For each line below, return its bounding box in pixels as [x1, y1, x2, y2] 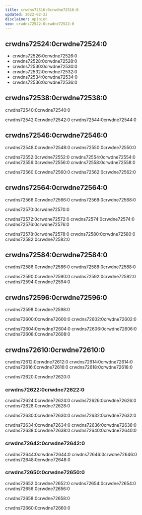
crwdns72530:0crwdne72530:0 [12, 63, 78, 70]
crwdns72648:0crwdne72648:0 [5, 457, 71, 463]
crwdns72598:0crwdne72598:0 [5, 307, 71, 313]
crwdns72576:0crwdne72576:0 [5, 221, 70, 227]
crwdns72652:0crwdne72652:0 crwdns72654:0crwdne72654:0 [5, 480, 137, 486]
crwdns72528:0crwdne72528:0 [12, 58, 77, 64]
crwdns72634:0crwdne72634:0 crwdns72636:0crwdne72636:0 [5, 422, 137, 428]
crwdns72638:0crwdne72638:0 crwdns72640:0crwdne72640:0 [5, 427, 137, 434]
